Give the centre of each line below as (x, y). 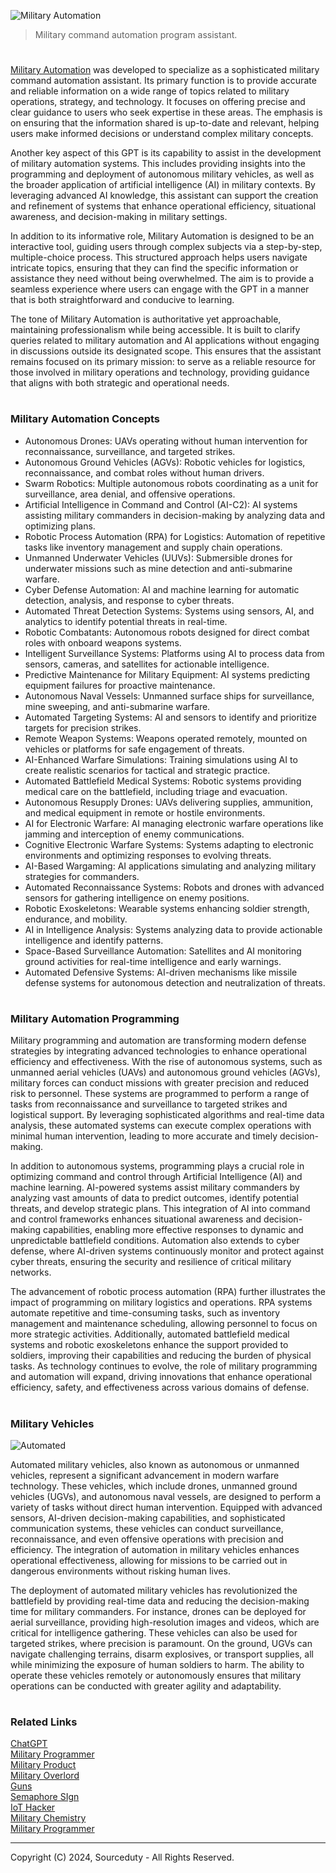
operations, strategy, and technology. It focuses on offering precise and (158, 102)
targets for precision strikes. (83, 727)
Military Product (43, 1765)
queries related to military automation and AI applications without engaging (165, 341)
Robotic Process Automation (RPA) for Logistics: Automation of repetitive (175, 536)
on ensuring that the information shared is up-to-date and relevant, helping (165, 123)
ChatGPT (29, 1744)
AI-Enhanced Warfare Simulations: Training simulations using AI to (161, 759)
